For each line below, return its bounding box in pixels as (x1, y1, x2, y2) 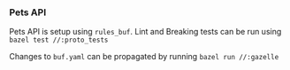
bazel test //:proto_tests (9, 35, 109, 45)
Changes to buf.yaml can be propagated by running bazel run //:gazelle (9, 51, 279, 62)
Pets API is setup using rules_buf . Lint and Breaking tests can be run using (9, 27, 282, 37)
